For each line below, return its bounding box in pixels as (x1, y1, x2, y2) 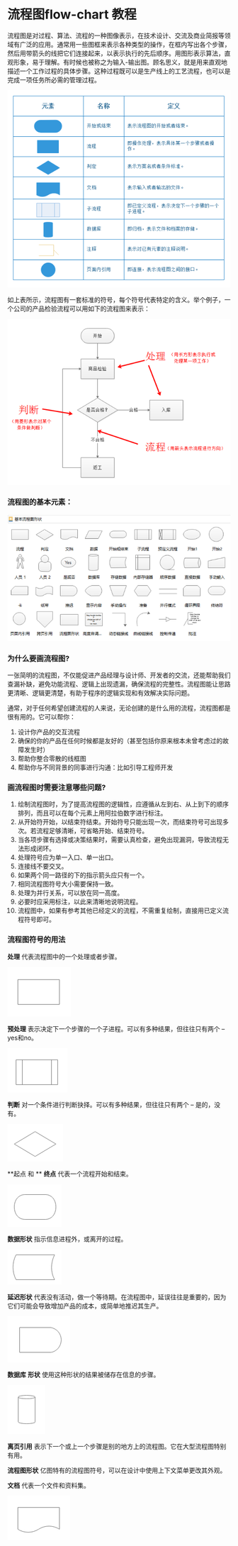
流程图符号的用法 (7, 935, 66, 945)
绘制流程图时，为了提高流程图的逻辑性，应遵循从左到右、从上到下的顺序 (17, 800, 229, 808)
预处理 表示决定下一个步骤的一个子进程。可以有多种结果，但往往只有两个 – (7, 1024, 225, 1033)
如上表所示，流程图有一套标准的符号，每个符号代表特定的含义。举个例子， (7, 296, 225, 304)
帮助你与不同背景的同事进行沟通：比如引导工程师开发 (17, 763, 174, 772)
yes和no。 (7, 1033, 38, 1042)
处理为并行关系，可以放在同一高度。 (17, 889, 124, 897)
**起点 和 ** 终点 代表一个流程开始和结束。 (7, 1169, 132, 1178)
